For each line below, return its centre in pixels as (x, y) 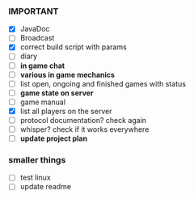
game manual (43, 102)
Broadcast (37, 38)
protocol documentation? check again (83, 120)
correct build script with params (73, 47)
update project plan (53, 138)
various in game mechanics (67, 74)
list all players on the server (66, 111)
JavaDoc (35, 29)
